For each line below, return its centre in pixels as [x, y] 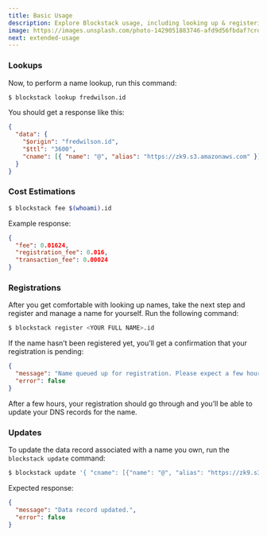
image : [19, 30]
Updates [25, 432]
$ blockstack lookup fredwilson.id [67, 97]
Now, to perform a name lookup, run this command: [93, 83]
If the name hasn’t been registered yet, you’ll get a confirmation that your [128, 343]
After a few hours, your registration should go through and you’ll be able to [130, 403]
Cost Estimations [42, 191]
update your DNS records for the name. [73, 412]
